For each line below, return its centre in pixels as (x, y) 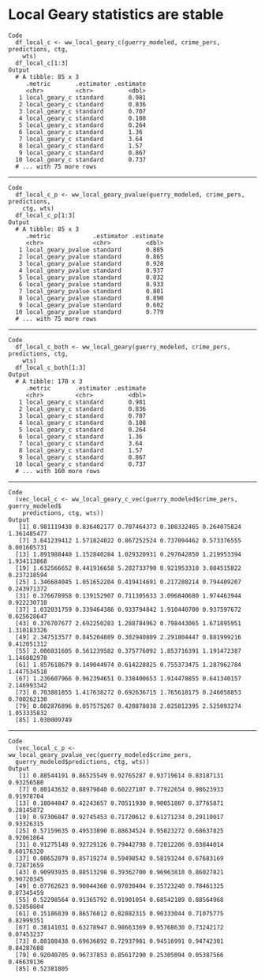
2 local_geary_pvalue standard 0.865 (91, 257)
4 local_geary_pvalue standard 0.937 (91, 270)
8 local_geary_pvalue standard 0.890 (91, 298)
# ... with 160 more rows (58, 471)
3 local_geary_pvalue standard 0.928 (91, 263)
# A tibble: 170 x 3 (49, 381)
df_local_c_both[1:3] (51, 367)
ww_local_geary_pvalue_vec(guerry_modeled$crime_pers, (100, 755)
